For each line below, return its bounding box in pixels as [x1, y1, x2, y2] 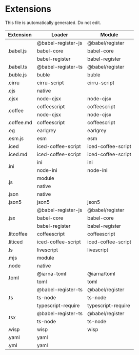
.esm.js [7, 135, 24, 142]
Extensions [5, 3, 52, 15]
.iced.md [7, 151, 28, 158]
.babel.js [7, 47, 27, 54]
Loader [51, 31, 68, 38]
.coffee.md [7, 119, 33, 126]
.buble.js [7, 71, 27, 78]
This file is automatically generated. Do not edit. [5, 20, 101, 25]
